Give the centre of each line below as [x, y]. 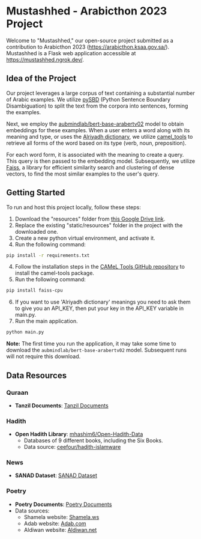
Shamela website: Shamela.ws [61, 517]
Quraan [17, 392]
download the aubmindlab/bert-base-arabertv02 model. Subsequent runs [97, 350]
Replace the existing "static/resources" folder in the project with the [99, 225]
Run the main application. [46, 321]
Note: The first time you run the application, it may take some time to [91, 344]
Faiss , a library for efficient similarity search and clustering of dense [90, 167]
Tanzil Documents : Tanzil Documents [62, 405]
